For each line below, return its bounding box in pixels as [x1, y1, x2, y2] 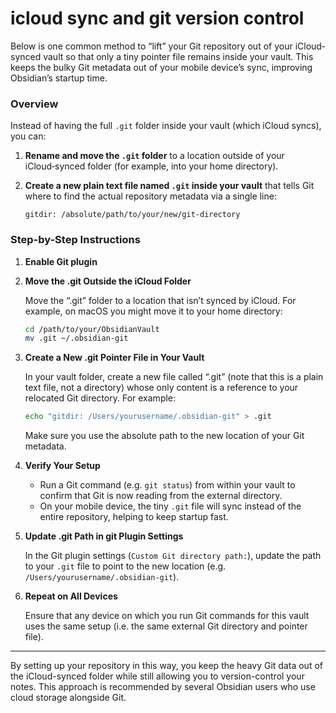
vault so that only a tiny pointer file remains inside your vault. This [43, 50, 314, 62]
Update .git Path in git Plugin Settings [24, 530, 184, 542]
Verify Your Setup [24, 460, 101, 472]
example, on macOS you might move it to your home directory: [24, 305, 283, 317]
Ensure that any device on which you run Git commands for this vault [24, 610, 310, 622]
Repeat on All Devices [24, 590, 118, 602]
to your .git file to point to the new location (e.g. [24, 560, 227, 572]
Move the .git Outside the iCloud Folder [24, 275, 192, 287]
